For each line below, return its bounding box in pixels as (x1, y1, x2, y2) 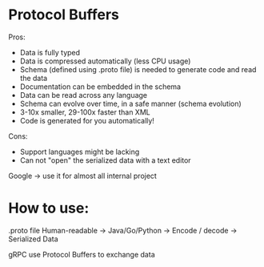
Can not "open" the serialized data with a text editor (19, 155, 191, 165)
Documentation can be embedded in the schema (19, 82, 182, 91)
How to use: (8, 199, 90, 217)
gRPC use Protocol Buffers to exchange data (8, 249, 155, 259)
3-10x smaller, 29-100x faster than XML (19, 107, 150, 117)
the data (19, 73, 48, 83)
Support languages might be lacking (19, 147, 140, 156)
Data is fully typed (19, 47, 81, 57)
